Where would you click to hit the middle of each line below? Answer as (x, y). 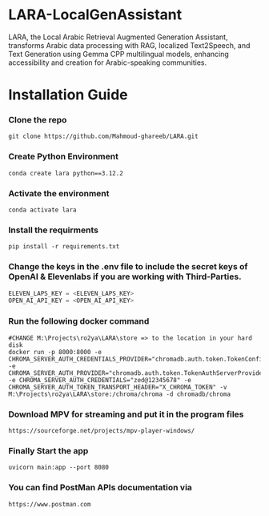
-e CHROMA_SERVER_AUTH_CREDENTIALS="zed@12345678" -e (100, 380)
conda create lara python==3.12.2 (66, 173)
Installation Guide (68, 95)
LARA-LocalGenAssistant (95, 15)
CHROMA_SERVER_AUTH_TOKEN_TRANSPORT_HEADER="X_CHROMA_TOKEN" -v (118, 387)
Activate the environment (59, 193)
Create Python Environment (63, 156)
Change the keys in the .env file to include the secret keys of (128, 267)
